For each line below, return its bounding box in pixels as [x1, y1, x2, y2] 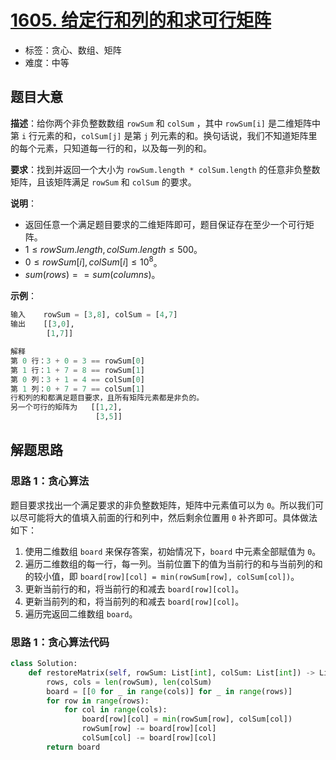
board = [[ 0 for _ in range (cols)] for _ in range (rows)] [46, 686, 293, 696]
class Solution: [10, 659, 78, 669]
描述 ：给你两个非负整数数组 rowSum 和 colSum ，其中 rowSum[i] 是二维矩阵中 [10, 117, 321, 129]
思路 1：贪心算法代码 [10, 635, 110, 649]
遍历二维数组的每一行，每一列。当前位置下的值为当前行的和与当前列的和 [24, 557, 323, 570]
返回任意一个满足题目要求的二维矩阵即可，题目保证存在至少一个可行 [24, 218, 306, 230]
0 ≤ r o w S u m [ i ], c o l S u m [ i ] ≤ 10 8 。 [24, 254, 163, 268]
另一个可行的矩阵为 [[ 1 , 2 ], [10, 402, 123, 413]
